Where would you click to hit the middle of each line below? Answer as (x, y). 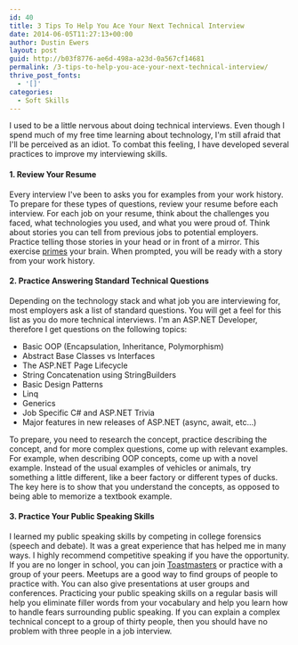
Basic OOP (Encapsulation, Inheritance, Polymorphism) (123, 346)
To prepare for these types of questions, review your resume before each (144, 204)
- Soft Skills (43, 100)
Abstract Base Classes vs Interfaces (89, 355)
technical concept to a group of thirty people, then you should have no (139, 621)
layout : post (33, 51)
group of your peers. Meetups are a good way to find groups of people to (144, 574)
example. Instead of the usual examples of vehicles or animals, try (130, 468)
